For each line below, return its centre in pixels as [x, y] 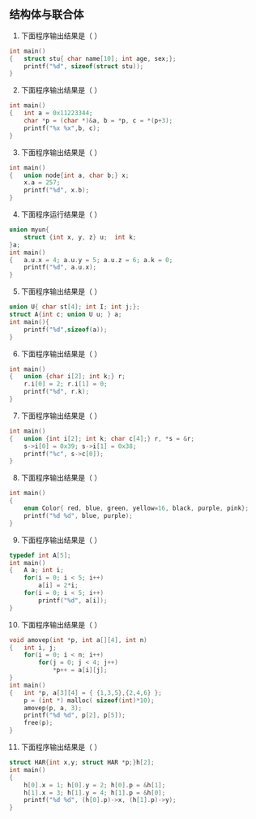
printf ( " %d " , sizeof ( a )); [66, 330]
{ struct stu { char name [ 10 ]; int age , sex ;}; [93, 58]
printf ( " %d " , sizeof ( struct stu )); [84, 66]
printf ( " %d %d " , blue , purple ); [78, 515]
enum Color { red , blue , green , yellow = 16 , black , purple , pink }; [137, 509]
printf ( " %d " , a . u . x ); [60, 267]
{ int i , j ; [33, 648]
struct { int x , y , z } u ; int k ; [80, 237]
